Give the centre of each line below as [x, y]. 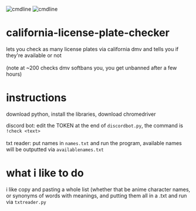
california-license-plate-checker [88, 33]
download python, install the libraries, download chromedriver [81, 114]
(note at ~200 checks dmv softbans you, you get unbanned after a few [92, 68]
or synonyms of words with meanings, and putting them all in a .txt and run [97, 195]
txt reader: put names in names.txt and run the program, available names [94, 143]
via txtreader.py [26, 202]
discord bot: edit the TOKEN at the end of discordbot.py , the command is [95, 125]
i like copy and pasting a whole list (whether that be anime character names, [98, 189]
